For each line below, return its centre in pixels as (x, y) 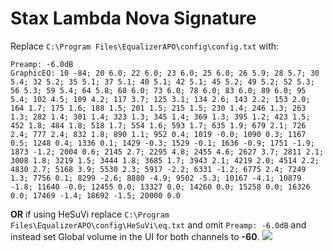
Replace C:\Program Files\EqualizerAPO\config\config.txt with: (145, 46)
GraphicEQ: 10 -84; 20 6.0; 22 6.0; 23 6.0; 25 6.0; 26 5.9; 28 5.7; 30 (165, 73)
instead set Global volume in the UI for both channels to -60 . (135, 236)
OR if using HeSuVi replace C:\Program (90, 214)
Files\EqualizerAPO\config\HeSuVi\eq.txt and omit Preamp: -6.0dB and (158, 224)
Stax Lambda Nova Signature (133, 18)
